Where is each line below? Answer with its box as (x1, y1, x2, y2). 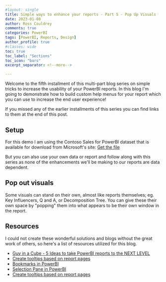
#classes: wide (5, 44, 37, 49)
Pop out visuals (5, 179, 54, 187)
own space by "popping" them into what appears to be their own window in (5, 202, 160, 209)
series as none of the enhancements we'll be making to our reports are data (5, 159, 160, 165)
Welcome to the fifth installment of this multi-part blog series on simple (5, 80, 150, 87)
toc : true (5, 49, 26, 54)
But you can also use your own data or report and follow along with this (5, 153, 151, 159)
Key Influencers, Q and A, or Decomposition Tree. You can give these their (5, 197, 157, 203)
